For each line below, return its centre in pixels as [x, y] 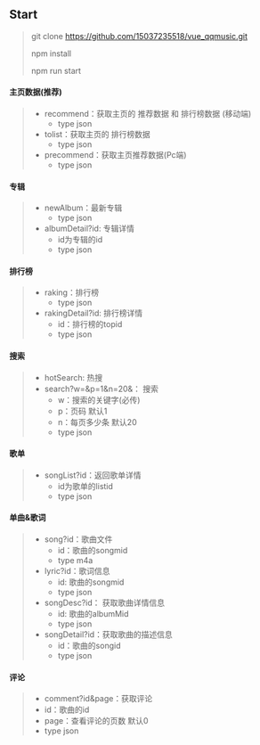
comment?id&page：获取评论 [98, 699]
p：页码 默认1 [82, 411]
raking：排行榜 [72, 292]
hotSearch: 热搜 [73, 377]
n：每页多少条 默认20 [97, 422]
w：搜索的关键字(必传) [99, 399]
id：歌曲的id [67, 710]
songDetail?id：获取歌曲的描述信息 [108, 634]
